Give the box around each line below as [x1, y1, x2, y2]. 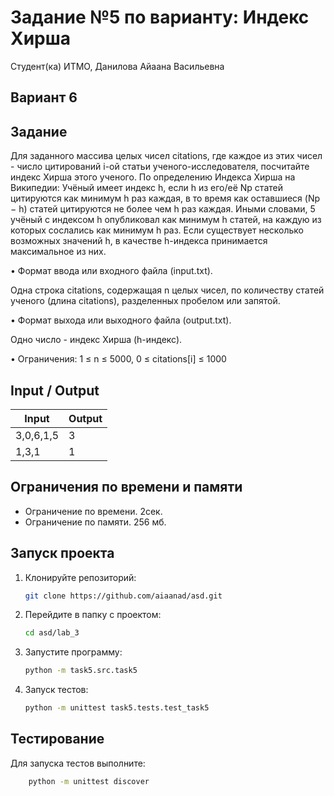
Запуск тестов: [24, 684, 89, 696]
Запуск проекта [10, 545, 115, 562]
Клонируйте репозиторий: [24, 571, 137, 583]
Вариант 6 [10, 89, 78, 106]
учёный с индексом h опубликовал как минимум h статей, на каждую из [10, 214, 322, 226]
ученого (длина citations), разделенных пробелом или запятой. [10, 295, 281, 307]
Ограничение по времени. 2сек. [24, 505, 163, 517]
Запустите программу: [24, 646, 123, 658]
